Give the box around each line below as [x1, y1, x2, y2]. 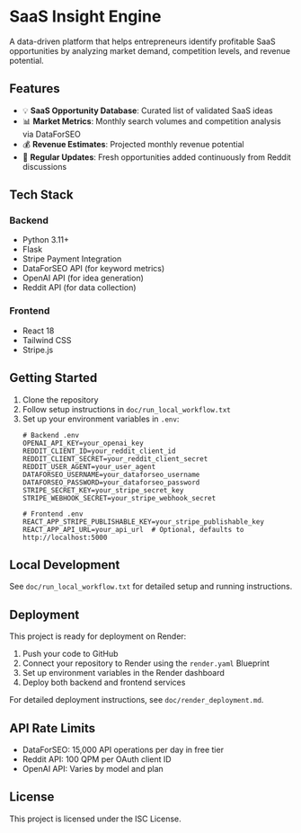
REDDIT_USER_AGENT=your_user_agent [22, 462, 156, 471]
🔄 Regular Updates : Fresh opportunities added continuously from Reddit [22, 151, 292, 163]
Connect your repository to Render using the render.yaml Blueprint [22, 658, 270, 669]
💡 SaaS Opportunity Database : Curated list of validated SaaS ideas [22, 105, 273, 116]
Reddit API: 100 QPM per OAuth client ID [22, 753, 173, 765]
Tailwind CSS [22, 334, 72, 345]
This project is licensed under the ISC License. [9, 813, 181, 824]
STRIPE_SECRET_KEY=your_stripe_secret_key [22, 485, 184, 495]
